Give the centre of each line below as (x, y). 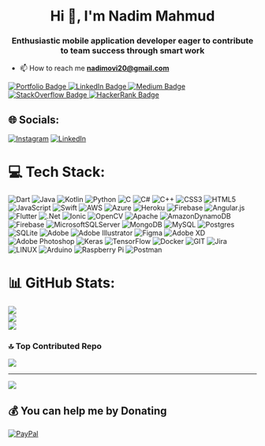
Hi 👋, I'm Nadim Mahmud (132, 16)
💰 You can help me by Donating (88, 411)
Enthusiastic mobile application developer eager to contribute (132, 41)
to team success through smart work (132, 51)
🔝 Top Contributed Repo (55, 347)
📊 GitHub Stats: (62, 283)
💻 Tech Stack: (57, 172)
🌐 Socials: (34, 120)
